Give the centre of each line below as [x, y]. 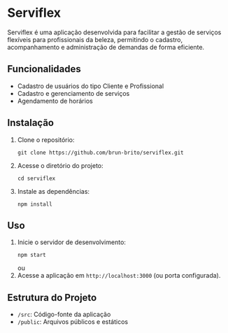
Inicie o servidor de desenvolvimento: [71, 242]
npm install [35, 204]
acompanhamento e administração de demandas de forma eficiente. [106, 47]
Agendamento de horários [55, 101]
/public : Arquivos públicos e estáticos [72, 322]
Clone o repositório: [46, 140]
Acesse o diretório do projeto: [60, 165]
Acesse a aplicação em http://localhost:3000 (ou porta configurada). [119, 276]
